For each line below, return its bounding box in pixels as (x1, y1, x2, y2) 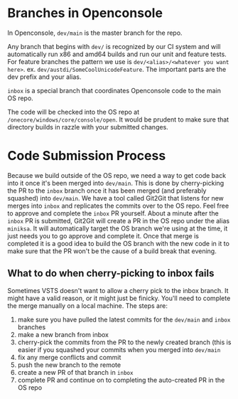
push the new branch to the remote (17, 361, 121, 369)
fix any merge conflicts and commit (17, 353, 121, 361)
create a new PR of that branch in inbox (17, 368, 134, 376)
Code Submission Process (7, 148, 166, 164)
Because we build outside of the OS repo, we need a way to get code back (7, 171, 226, 179)
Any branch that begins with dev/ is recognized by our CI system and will (7, 42, 221, 50)
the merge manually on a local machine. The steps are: (7, 301, 168, 310)
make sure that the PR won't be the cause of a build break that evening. (7, 247, 217, 255)
